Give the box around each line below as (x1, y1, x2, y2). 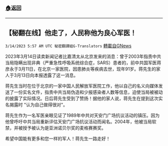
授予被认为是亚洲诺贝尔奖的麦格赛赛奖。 (22, 125, 106, 131)
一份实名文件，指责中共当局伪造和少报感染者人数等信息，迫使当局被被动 (13, 89, 163, 95)
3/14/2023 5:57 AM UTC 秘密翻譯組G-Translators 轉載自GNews (5, 43, 131, 49)
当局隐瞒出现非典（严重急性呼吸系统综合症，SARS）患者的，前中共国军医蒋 (5, 60, 161, 66)
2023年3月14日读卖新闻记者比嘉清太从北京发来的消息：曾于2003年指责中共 (5, 54, 161, 60)
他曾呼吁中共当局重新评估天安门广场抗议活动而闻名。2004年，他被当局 (5, 119, 152, 125)
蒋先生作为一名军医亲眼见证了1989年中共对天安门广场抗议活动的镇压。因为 (5, 112, 160, 118)
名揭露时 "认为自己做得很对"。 (5, 102, 67, 108)
